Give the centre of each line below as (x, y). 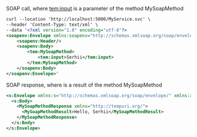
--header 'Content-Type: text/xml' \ (52, 25)
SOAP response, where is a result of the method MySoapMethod (84, 85)
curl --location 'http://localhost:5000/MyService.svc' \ (78, 19)
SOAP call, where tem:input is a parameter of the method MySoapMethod (95, 8)
